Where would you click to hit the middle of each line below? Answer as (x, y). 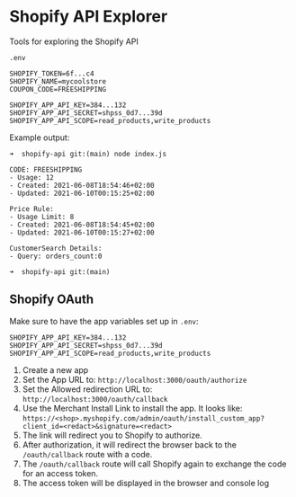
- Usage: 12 (31, 177)
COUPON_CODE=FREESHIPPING (58, 89)
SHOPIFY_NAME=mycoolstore (58, 81)
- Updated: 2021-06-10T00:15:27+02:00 (82, 232)
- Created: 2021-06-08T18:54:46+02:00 (82, 185)
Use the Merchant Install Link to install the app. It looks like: (132, 408)
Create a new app (55, 369)
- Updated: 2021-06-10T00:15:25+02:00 (82, 193)
